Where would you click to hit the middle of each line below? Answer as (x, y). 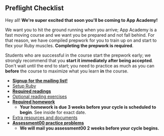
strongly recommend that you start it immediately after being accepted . (79, 60)
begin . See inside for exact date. (53, 112)
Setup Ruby (24, 86)
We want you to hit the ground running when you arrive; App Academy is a (81, 30)
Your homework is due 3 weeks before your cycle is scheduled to (88, 107)
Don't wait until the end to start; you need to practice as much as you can (80, 66)
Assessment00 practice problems (48, 123)
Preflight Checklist (35, 8)
